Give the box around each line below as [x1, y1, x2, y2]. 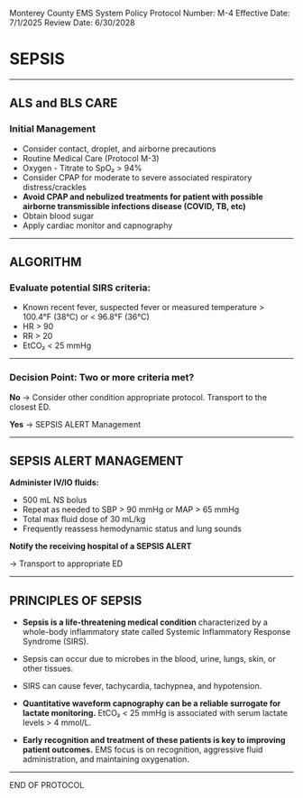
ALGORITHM [9, 254, 82, 270]
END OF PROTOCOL [9, 780, 85, 791]
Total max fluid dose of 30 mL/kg [22, 514, 146, 525]
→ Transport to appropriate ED [9, 558, 124, 569]
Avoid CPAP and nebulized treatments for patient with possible [22, 191, 263, 202]
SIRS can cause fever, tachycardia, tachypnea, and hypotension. [22, 681, 262, 692]
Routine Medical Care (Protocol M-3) [22, 152, 160, 163]
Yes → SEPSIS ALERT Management [9, 418, 142, 429]
